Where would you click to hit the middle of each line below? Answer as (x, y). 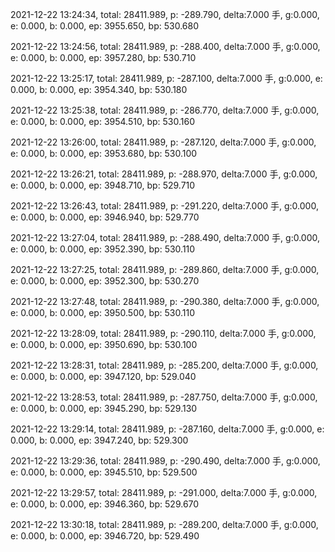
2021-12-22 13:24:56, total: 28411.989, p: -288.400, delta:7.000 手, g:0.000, (165, 46)
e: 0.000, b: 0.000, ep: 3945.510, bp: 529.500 (104, 472)
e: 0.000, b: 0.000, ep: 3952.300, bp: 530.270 (105, 281)
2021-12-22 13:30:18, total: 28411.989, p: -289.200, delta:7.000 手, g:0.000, (164, 524)
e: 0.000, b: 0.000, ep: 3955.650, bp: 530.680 (104, 26)
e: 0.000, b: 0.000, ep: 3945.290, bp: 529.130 (104, 408)
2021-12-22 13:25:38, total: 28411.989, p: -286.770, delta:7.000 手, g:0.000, (165, 110)
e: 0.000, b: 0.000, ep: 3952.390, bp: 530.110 (103, 249)
